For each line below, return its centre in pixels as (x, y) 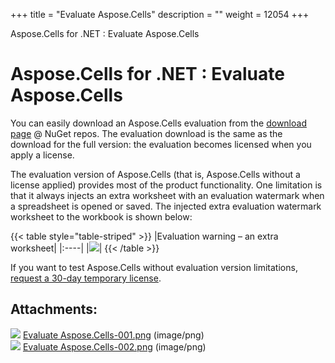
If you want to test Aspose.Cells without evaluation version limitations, (154, 267)
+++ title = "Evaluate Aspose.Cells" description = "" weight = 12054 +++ (160, 14)
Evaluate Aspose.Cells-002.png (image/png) (114, 346)
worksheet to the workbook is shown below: (101, 216)
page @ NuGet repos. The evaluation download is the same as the (146, 133)
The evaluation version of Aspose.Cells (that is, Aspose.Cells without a (155, 174)
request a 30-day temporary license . (86, 278)
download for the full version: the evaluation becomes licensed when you (161, 144)
